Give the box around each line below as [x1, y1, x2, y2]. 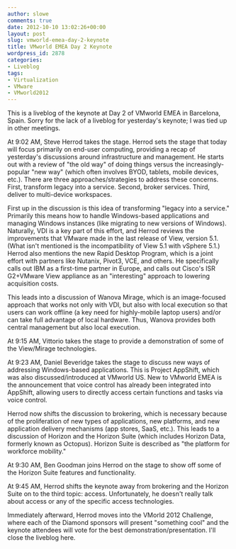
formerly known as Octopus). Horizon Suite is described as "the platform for [7, 440, 230, 448]
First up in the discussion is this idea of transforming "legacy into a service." [7, 204, 230, 213]
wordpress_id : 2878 [7, 50, 65, 57]
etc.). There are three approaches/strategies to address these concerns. [7, 175, 219, 184]
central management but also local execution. [7, 323, 140, 332]
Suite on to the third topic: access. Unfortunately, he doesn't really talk [7, 489, 213, 498]
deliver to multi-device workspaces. [7, 191, 112, 199]
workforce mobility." [7, 447, 66, 455]
